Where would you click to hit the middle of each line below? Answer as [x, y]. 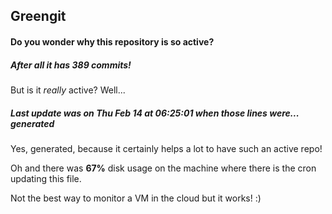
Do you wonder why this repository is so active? [112, 41]
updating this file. [46, 178]
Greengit [38, 16]
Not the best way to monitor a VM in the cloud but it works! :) [136, 198]
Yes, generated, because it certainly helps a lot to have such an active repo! [166, 148]
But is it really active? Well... [68, 90]
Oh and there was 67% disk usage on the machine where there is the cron [163, 168]
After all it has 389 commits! [71, 65]
